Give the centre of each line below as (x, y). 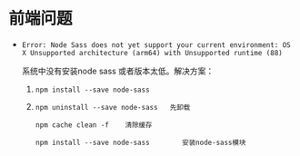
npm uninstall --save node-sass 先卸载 (113, 107)
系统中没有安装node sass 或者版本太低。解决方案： (118, 71)
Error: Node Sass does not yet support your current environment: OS (156, 45)
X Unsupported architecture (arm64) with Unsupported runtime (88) (152, 53)
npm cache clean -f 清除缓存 (94, 125)
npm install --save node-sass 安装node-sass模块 (140, 142)
